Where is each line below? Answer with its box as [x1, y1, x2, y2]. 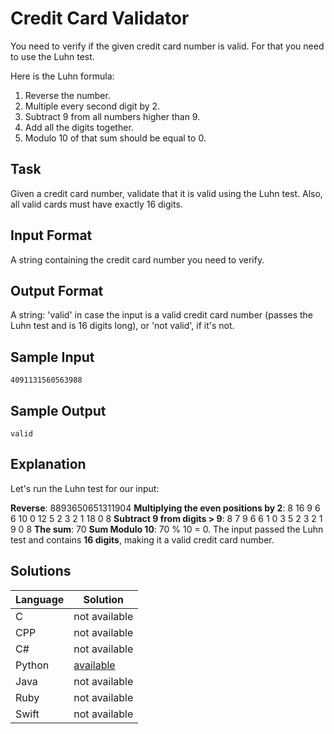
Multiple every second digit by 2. [24, 100, 161, 112]
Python [15, 658, 50, 672]
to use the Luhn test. [10, 50, 95, 62]
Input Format [10, 227, 93, 244]
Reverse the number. [24, 89, 111, 101]
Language [15, 592, 65, 606]
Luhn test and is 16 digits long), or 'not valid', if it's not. [10, 320, 235, 332]
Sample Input [10, 348, 95, 366]
